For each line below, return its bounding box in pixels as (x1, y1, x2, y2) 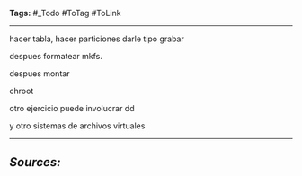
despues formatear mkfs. (9, 51, 103, 61)
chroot (9, 85, 34, 96)
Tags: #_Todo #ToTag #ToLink (9, 8, 121, 18)
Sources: (9, 154, 61, 170)
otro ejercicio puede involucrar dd (9, 103, 135, 113)
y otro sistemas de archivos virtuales (9, 120, 146, 131)
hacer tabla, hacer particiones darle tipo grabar (9, 33, 184, 44)
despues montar (9, 68, 70, 79)
